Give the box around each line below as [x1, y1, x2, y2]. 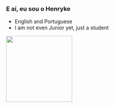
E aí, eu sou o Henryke [6, 5, 71, 13]
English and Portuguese [14, 18, 73, 25]
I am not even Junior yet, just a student [14, 24, 109, 31]
